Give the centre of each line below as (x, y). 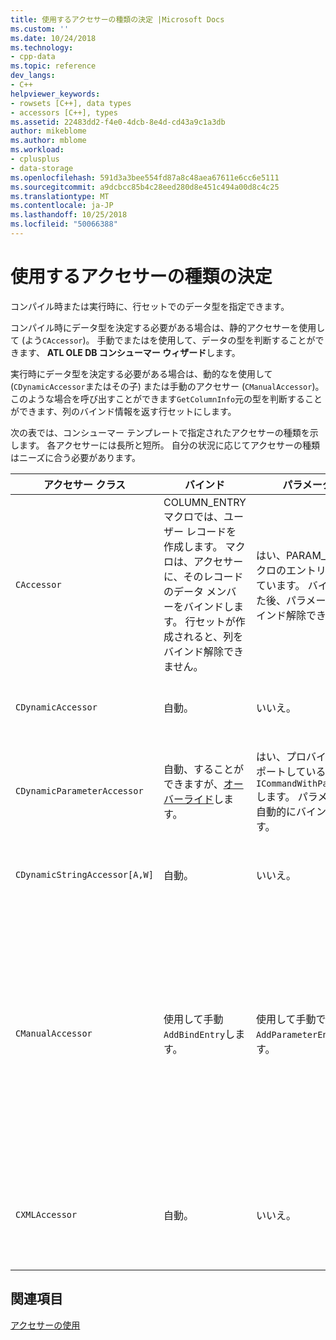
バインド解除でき (203, 651)
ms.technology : (42, 47)
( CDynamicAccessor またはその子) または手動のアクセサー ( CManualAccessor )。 (167, 386)
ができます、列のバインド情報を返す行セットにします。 (123, 411)
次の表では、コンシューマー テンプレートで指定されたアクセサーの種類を (160, 432)
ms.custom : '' (40, 29)
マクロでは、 (193, 516)
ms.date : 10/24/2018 (53, 38)
